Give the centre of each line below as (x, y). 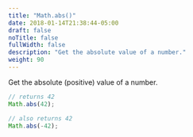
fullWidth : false (37, 45)
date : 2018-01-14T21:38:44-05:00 (64, 23)
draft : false (30, 30)
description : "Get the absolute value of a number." (97, 52)
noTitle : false (33, 38)
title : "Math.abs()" (42, 15)
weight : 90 (26, 60)
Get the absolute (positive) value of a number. (83, 82)
